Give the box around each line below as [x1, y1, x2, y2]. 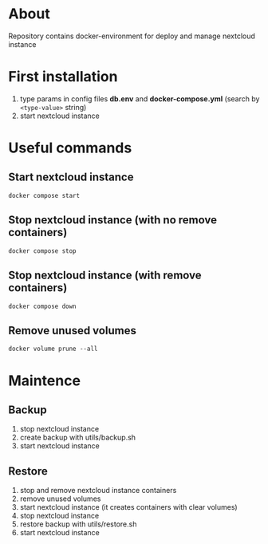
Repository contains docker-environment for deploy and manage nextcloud [8, 31, 255, 41]
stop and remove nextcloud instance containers [19, 486, 177, 495]
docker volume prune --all [8, 345, 98, 353]
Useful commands [8, 139, 132, 157]
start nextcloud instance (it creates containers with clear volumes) [19, 503, 238, 512]
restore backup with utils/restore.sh [19, 519, 137, 529]
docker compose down [8, 302, 77, 310]
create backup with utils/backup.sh [19, 432, 136, 443]
